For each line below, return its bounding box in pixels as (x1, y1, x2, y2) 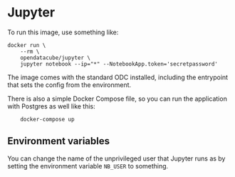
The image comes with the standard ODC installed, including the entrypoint (7, 73, 229, 81)
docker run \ (7, 41, 46, 49)
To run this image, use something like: (7, 28, 119, 36)
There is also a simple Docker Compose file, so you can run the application (7, 94, 228, 103)
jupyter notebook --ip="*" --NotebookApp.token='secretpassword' (20, 60, 219, 68)
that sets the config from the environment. (7, 80, 132, 89)
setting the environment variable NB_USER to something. (7, 161, 169, 170)
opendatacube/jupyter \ (20, 54, 91, 61)
